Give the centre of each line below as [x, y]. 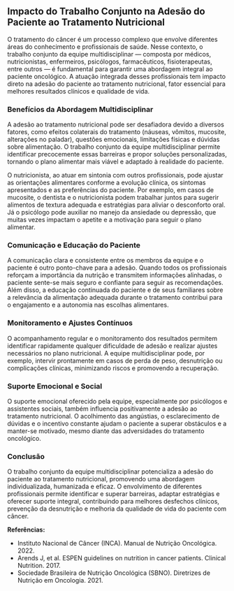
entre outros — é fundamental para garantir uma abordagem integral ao [110, 68]
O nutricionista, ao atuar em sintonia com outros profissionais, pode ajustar [115, 175]
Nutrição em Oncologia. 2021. [60, 581]
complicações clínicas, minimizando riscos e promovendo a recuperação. [113, 368]
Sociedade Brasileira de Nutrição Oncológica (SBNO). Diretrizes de [114, 573]
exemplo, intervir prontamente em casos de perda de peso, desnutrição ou [115, 360]
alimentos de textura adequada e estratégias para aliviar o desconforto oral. [116, 205]
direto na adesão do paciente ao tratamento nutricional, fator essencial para [116, 84]
